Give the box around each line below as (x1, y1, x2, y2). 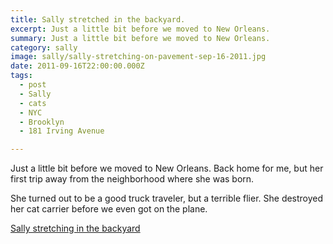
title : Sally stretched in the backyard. (10, 14, 186, 25)
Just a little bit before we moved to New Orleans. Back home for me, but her (10, 162, 324, 175)
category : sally (10, 42, 78, 53)
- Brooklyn (19, 117, 65, 127)
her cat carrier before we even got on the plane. (10, 203, 208, 215)
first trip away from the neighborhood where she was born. (10, 173, 255, 185)
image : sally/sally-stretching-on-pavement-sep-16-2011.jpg (10, 52, 267, 62)
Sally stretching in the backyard (10, 222, 141, 235)
